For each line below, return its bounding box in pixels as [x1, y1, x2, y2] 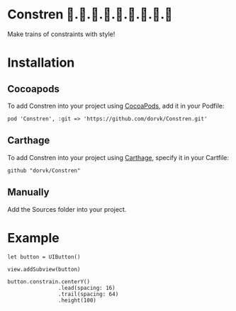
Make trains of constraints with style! [7, 30, 116, 38]
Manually [7, 186, 50, 198]
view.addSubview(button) [7, 266, 81, 273]
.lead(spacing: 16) [57, 284, 116, 291]
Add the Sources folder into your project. [7, 205, 127, 213]
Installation [7, 55, 75, 71]
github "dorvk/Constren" [7, 166, 81, 174]
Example [7, 230, 60, 246]
